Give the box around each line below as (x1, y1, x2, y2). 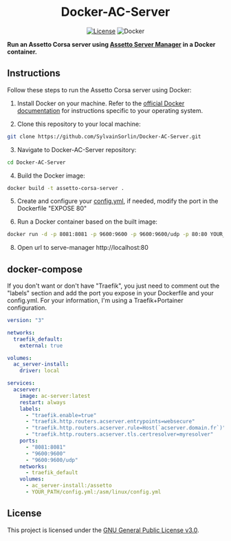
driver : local (19, 368, 60, 374)
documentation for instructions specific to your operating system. (16, 106, 203, 114)
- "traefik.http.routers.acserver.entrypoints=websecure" (25, 418, 195, 425)
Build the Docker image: (16, 171, 86, 180)
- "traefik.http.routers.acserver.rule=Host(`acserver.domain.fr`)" (25, 425, 226, 432)
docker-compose (7, 263, 83, 275)
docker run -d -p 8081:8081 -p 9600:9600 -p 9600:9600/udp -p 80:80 (7, 231, 208, 238)
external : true (19, 342, 63, 349)
